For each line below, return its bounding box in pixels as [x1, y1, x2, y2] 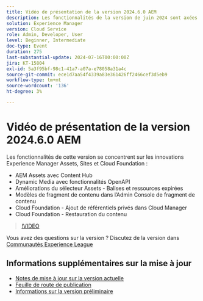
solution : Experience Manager [6, 20, 84, 26]
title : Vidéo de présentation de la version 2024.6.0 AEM [6, 9, 157, 15]
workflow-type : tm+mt [6, 77, 62, 83]
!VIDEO [21, 222, 40, 230]
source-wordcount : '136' [6, 83, 69, 89]
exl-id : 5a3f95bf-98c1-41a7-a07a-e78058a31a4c [6, 65, 127, 72]
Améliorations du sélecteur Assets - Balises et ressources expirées [15, 184, 183, 192]
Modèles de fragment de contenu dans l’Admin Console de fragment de [15, 190, 195, 198]
